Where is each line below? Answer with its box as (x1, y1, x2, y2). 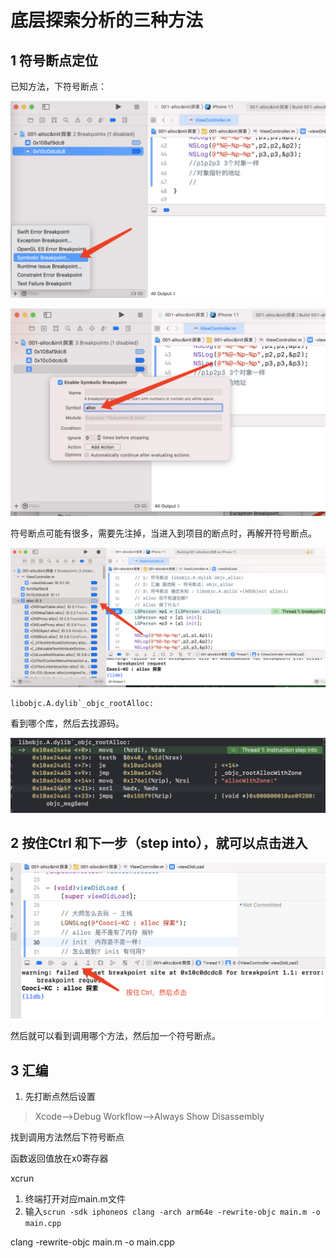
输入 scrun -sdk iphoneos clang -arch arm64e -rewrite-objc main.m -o (24, 1206, 321, 1218)
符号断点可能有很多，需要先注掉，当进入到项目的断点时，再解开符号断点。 (10, 527, 317, 539)
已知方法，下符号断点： (10, 81, 107, 92)
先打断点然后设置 (24, 1091, 96, 1103)
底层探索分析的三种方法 (10, 9, 204, 32)
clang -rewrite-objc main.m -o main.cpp (10, 1236, 175, 1248)
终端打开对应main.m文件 (24, 1193, 126, 1205)
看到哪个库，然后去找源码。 (10, 717, 125, 730)
